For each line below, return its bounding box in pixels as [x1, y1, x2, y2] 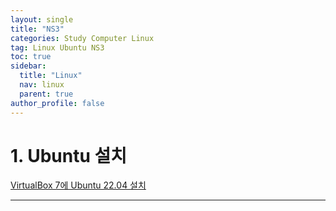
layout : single [10, 14, 74, 25]
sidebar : [10, 61, 47, 71]
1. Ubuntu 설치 [10, 144, 128, 167]
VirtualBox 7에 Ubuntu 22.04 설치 [10, 179, 147, 191]
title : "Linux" [19, 71, 83, 81]
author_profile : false [10, 98, 105, 108]
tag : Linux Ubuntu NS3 [10, 42, 105, 53]
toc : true [10, 52, 52, 62]
